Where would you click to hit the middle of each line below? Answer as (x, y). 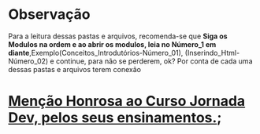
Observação (49, 14)
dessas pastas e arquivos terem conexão (75, 69)
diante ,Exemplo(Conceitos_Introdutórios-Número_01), (96, 53)
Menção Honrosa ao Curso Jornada (127, 101)
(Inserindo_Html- (212, 53)
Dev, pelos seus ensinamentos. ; (115, 118)
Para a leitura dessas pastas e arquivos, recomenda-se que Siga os (118, 36)
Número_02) (28, 61)
